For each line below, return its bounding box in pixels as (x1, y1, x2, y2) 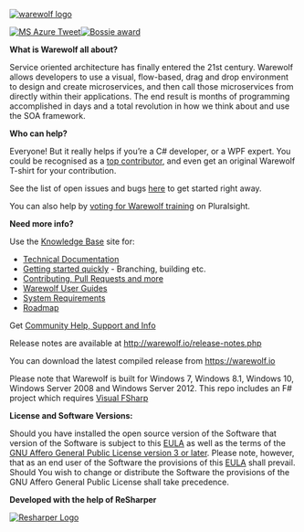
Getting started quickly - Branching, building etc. (22, 263, 206, 274)
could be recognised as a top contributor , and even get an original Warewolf (9, 155, 296, 166)
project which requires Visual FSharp (9, 393, 149, 403)
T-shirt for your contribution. (9, 165, 117, 176)
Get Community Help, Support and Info (9, 320, 157, 331)
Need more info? (9, 218, 75, 229)
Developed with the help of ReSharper (9, 495, 157, 505)
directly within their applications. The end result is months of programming (9, 91, 290, 101)
